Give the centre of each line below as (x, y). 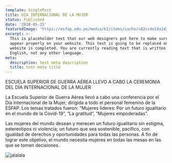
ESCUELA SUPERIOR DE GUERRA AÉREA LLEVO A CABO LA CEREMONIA (83, 82)
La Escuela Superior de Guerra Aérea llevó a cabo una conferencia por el (82, 97)
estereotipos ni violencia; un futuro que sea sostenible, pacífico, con (78, 129)
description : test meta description (49, 63)
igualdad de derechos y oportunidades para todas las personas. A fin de (81, 134)
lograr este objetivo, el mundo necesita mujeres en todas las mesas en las (83, 140)
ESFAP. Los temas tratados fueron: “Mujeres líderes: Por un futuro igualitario (86, 108)
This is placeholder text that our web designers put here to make (83, 39)
